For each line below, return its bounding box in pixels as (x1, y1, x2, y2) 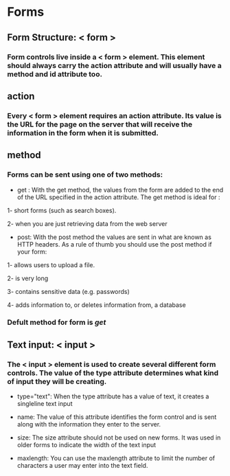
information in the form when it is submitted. (7, 128, 159, 137)
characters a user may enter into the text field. (16, 462, 148, 470)
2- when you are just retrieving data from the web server (7, 219, 168, 227)
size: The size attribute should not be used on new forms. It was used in (16, 433, 221, 442)
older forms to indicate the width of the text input (16, 441, 157, 449)
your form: (16, 247, 47, 256)
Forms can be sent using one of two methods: (7, 170, 163, 179)
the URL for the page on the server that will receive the (7, 120, 193, 129)
